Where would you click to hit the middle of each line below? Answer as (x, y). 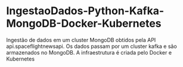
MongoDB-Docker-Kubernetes (84, 23)
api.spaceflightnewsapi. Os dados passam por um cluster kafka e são (91, 46)
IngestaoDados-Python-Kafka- (85, 11)
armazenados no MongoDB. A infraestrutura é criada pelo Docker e (89, 52)
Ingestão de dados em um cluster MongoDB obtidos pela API (81, 40)
